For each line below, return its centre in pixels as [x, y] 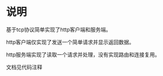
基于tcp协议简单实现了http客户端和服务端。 [59, 29]
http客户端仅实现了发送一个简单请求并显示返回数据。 [70, 42]
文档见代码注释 [24, 67]
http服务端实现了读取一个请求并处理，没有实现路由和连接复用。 [83, 54]
